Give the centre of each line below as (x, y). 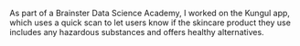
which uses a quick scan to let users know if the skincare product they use (150, 23)
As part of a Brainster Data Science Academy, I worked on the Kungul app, (150, 13)
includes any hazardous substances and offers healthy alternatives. (137, 32)
